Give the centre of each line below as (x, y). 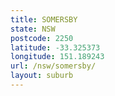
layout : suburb (42, 76)
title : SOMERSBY (44, 19)
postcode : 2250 (42, 38)
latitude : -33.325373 (55, 47)
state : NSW (33, 29)
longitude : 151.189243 (57, 57)
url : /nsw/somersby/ (53, 66)
